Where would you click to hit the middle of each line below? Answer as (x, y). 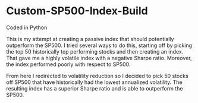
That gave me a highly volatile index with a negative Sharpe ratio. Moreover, (99, 58)
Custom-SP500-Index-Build (77, 11)
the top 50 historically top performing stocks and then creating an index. (95, 51)
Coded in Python (27, 27)
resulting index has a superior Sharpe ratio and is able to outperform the (95, 88)
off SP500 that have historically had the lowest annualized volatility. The (94, 82)
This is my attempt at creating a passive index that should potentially (90, 39)
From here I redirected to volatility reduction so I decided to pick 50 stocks (97, 76)
